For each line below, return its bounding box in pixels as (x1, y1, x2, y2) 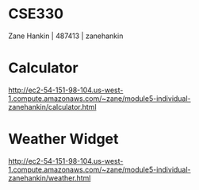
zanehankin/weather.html (8, 173, 91, 183)
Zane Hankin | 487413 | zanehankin (8, 31, 124, 41)
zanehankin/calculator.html (8, 102, 97, 111)
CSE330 (8, 5, 64, 23)
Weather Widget (8, 130, 119, 148)
